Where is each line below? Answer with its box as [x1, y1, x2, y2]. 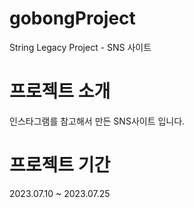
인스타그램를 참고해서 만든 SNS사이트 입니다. [9, 115, 186, 127]
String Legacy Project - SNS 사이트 [9, 41, 152, 53]
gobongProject [9, 7, 136, 30]
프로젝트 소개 [9, 80, 111, 103]
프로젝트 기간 [9, 154, 111, 177]
